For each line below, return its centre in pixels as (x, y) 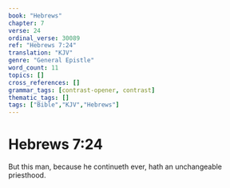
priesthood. (27, 175)
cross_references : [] (44, 82)
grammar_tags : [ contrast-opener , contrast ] (82, 90)
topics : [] (26, 75)
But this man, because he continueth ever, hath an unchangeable (115, 167)
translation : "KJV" (41, 53)
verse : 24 (25, 30)
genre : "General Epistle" (51, 61)
